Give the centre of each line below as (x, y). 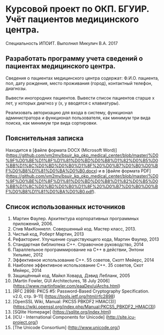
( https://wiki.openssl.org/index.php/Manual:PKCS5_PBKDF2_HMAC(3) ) (84, 307)
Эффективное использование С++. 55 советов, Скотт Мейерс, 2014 (83, 260)
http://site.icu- (122, 317)
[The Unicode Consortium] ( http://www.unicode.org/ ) (66, 328)
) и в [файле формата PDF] (123, 171)
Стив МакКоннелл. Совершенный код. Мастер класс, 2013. (74, 229)
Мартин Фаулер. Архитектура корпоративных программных (76, 219)
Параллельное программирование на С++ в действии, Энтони (78, 250)
